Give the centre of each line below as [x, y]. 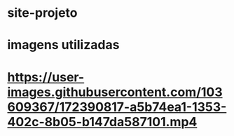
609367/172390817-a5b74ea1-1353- [117, 107]
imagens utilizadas [63, 45]
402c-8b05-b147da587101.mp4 [102, 122]
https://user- [46, 77]
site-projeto [42, 13]
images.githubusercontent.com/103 [115, 92]
